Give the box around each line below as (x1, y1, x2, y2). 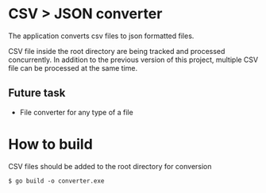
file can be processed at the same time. (8, 63, 137, 72)
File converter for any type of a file (19, 107, 133, 117)
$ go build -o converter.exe (8, 176, 105, 185)
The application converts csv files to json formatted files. (8, 31, 195, 41)
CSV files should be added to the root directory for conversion (8, 161, 212, 171)
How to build (8, 135, 93, 153)
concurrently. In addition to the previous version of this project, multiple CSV (8, 55, 259, 64)
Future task (8, 87, 66, 100)
